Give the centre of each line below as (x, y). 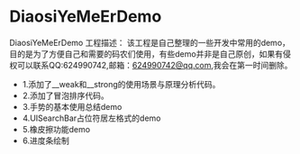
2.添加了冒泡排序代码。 (66, 95)
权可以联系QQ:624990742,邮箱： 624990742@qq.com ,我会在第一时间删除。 (151, 65)
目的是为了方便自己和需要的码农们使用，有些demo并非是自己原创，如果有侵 (150, 54)
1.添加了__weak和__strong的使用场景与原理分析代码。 (121, 84)
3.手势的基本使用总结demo (72, 106)
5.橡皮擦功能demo (56, 129)
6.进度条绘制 (46, 140)
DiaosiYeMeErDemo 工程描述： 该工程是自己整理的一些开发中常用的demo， (150, 42)
